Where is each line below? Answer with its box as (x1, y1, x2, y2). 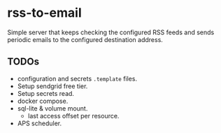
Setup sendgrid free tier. (17, 82, 88, 90)
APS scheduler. (17, 119, 62, 127)
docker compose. (17, 97, 69, 105)
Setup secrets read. (17, 89, 75, 97)
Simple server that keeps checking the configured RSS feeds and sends (7, 28, 215, 36)
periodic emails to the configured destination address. (7, 35, 163, 43)
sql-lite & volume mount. (17, 104, 88, 113)
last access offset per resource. (27, 111, 120, 120)
